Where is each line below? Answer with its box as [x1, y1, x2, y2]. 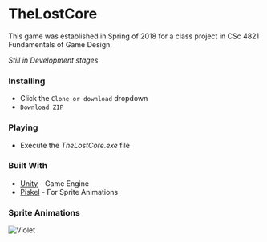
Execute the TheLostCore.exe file [19, 140, 131, 150]
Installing [8, 75, 46, 87]
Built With [8, 160, 48, 171]
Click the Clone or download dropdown [19, 94, 148, 103]
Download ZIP [19, 103, 64, 112]
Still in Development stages [8, 55, 99, 65]
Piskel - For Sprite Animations [19, 187, 119, 196]
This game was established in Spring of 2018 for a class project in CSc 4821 [8, 31, 260, 41]
